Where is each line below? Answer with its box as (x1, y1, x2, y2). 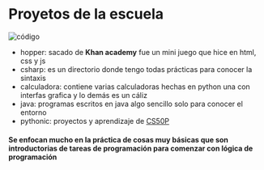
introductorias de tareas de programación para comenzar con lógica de (8, 143, 253, 153)
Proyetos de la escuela (8, 5, 164, 23)
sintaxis (19, 73, 46, 83)
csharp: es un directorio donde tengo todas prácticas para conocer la (19, 64, 253, 74)
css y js (19, 56, 46, 66)
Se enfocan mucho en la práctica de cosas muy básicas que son (8, 134, 229, 144)
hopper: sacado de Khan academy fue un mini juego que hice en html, (19, 47, 257, 57)
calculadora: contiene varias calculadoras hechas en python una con (19, 82, 251, 91)
